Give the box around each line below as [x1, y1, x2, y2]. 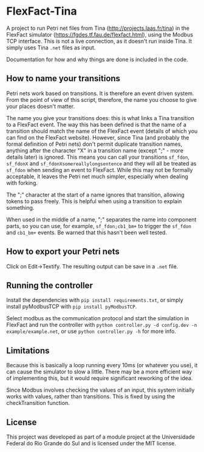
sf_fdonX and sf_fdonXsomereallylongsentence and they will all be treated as [6, 160, 197, 167]
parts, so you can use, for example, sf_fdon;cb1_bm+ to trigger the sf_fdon [6, 222, 191, 229]
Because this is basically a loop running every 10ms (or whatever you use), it [6, 362, 198, 369]
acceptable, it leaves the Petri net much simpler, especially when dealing [6, 173, 188, 180]
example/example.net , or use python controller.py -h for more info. [6, 328, 176, 335]
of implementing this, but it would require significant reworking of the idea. [6, 375, 193, 382]
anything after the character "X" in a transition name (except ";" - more [6, 146, 184, 154]
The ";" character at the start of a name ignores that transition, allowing [6, 191, 185, 198]
